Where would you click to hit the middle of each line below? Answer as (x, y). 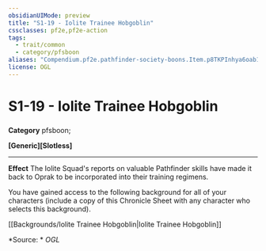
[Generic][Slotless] (40, 145)
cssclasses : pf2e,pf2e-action (58, 30)
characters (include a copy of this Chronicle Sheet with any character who (129, 200)
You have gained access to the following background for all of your (118, 192)
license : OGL (30, 67)
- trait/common (40, 45)
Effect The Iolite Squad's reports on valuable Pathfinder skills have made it (130, 168)
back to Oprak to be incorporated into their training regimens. (108, 177)
